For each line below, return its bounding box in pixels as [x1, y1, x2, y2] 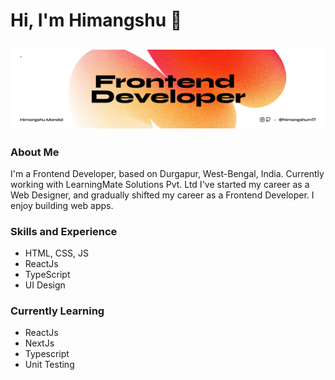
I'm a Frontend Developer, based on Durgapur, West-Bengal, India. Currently [10, 167, 325, 179]
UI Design [24, 279, 66, 291]
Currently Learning [10, 304, 105, 318]
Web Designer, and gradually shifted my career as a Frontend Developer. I [10, 189, 315, 201]
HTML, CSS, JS [24, 247, 89, 259]
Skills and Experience [10, 224, 118, 238]
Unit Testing [24, 359, 75, 371]
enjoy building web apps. [10, 199, 114, 211]
